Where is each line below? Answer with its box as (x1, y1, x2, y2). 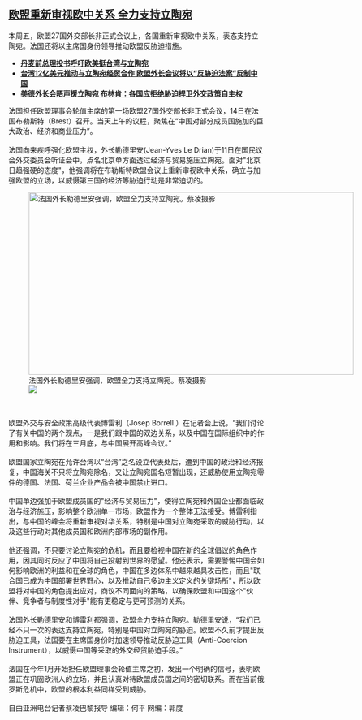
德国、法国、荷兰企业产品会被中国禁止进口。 (22, 477, 172, 487)
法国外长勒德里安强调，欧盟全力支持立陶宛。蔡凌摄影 (28, 375, 207, 385)
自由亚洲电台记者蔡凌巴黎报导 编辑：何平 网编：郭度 (8, 703, 183, 713)
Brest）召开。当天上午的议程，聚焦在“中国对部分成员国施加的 (50, 116, 257, 126)
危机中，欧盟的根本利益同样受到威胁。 (22, 684, 151, 694)
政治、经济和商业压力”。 (15, 126, 97, 136)
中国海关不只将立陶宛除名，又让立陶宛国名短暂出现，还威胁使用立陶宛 (22, 467, 257, 476)
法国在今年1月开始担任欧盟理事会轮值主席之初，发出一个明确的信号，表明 (8, 664, 253, 674)
